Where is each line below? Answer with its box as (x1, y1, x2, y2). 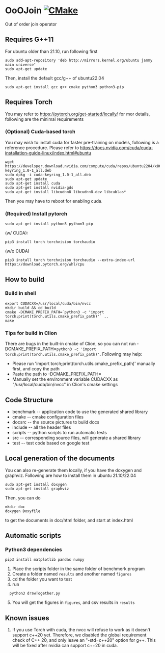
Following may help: (102, 351, 142, 357)
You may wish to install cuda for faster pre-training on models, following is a (5, 139, 159, 145)
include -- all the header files (12, 424, 71, 430)
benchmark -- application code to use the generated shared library (12, 409, 148, 415)
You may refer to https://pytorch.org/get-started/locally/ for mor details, (5, 111, 150, 117)
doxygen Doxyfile (5, 508, 41, 514)
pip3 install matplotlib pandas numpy (5, 557, 84, 562)
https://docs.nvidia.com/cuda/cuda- (80, 145, 153, 151)
